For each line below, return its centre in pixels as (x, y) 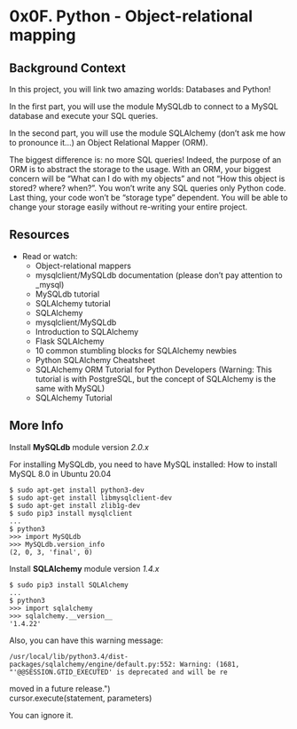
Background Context (67, 68)
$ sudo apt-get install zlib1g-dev (75, 505)
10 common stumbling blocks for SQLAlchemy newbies (136, 350)
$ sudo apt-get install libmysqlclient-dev (91, 498)
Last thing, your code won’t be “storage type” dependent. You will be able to (148, 198)
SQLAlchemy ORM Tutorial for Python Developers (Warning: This (153, 369)
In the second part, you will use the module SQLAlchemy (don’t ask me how (148, 133)
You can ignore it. (41, 715)
